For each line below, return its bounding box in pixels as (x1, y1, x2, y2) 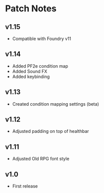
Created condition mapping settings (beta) (12, 101, 99, 107)
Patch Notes (5, 3, 57, 14)
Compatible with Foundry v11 (12, 36, 71, 41)
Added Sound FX (12, 68, 48, 74)
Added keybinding (12, 74, 50, 79)
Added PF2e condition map (12, 63, 68, 69)
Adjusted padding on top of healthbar (12, 128, 89, 134)
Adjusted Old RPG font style (12, 156, 69, 162)
